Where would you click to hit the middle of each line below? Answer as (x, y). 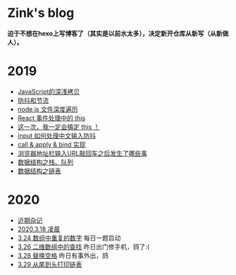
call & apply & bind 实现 (51, 144)
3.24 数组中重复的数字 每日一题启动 (69, 238)
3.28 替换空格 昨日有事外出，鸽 (63, 255)
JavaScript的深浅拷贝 (49, 91)
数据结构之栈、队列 (45, 162)
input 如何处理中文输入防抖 (57, 135)
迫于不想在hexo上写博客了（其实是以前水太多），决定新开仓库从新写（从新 (115, 33)
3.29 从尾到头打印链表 (50, 264)
